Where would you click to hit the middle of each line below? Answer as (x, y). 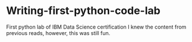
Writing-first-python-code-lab (83, 11)
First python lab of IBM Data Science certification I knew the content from (96, 27)
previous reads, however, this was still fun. (58, 33)
